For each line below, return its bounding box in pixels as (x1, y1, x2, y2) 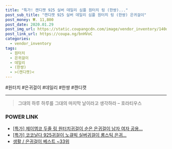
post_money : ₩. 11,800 (5, 17, 54, 22)
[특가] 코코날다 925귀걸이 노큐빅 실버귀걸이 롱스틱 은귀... (12, 132, 127, 138)
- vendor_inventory (10, 41, 52, 46)
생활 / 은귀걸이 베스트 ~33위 (12, 138, 70, 144)
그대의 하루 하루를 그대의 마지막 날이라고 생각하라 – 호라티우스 (17, 100, 142, 106)
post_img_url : (5, 27, 36, 32)
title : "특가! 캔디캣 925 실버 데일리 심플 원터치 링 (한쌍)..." (5, 7, 128, 13)
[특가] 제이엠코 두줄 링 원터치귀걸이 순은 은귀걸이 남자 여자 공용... (12, 125, 143, 132)
